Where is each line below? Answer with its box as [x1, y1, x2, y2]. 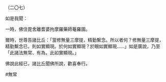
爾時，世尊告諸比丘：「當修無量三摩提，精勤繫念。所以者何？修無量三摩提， [5, 37, 164, 43]
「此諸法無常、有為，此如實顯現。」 [5, 50, 79, 56]
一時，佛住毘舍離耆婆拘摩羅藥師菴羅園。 [5, 26, 90, 32]
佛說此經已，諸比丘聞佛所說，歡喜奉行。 [5, 61, 90, 66]
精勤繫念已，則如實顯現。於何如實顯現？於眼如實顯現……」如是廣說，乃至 [5, 43, 160, 49]
